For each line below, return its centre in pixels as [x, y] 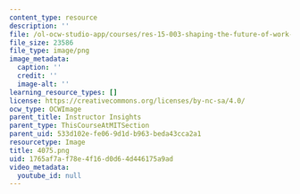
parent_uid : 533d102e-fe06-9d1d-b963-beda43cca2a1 [105, 134]
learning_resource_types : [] [63, 92]
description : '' [39, 26]
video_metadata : [39, 167]
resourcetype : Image [48, 142]
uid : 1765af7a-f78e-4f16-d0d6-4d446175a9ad [92, 159]
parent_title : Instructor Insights [75, 117]
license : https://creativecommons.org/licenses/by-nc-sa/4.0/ [127, 101]
